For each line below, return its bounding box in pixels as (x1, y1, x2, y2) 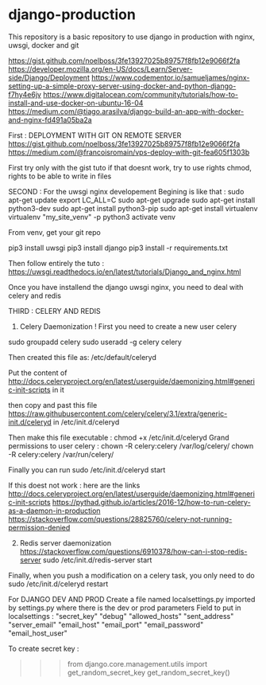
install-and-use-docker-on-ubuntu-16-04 (8, 98, 144, 108)
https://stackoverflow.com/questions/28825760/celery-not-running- (8, 514, 233, 523)
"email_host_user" (8, 628, 67, 638)
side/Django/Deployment (8, 72, 90, 82)
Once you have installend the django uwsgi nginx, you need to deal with (8, 282, 244, 292)
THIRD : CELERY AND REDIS (8, 306, 101, 315)
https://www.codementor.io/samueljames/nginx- (91, 72, 250, 82)
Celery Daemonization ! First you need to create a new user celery (19, 321, 237, 331)
